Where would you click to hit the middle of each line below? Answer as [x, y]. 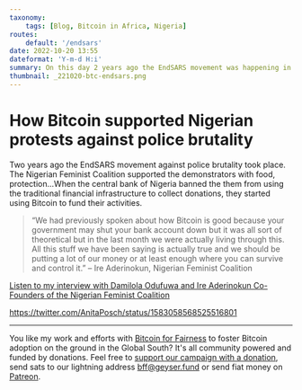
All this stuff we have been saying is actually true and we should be [155, 249]
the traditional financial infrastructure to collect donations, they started [140, 193]
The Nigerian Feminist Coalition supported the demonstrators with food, [142, 174]
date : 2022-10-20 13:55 [54, 51]
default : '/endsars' [64, 43]
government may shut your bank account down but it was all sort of [156, 229]
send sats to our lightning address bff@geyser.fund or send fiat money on [146, 367]
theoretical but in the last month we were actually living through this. [158, 239]
